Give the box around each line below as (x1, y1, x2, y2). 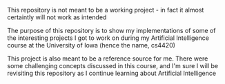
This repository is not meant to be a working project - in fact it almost (7, 6, 204, 14)
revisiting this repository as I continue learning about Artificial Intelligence (7, 69, 216, 77)
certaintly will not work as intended (7, 13, 107, 21)
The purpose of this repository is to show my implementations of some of (7, 27, 216, 34)
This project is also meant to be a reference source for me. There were (7, 54, 208, 63)
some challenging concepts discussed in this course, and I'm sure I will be (7, 62, 219, 70)
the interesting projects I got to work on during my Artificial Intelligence (7, 34, 209, 42)
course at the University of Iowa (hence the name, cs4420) (7, 41, 176, 49)
